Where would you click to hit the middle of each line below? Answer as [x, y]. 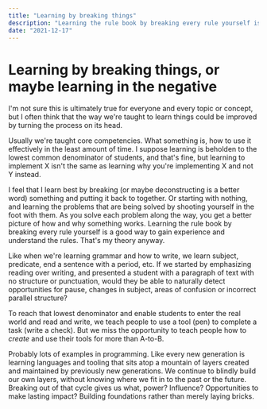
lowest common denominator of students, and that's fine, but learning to [127, 158]
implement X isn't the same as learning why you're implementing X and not [131, 166]
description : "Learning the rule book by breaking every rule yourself [129, 23]
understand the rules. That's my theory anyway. [87, 241]
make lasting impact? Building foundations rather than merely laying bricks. [131, 396]
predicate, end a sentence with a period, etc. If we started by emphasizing [130, 264]
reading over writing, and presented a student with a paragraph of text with [131, 273]
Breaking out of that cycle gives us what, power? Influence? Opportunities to [133, 388]
